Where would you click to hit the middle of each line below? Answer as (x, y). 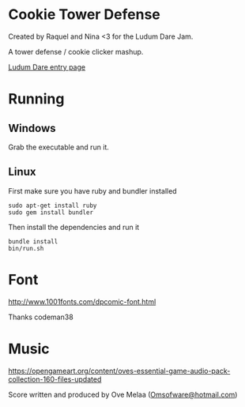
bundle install (33, 241)
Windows (32, 128)
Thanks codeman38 (41, 317)
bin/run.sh (26, 248)
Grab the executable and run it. (58, 147)
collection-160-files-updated (55, 379)
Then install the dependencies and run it (74, 227)
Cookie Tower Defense (84, 15)
